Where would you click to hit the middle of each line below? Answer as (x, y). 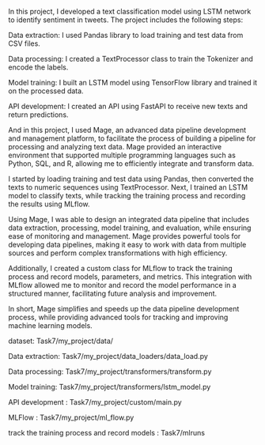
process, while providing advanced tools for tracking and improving (118, 317)
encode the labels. (38, 67)
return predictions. (38, 115)
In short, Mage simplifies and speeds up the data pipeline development (124, 309)
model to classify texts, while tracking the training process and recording (127, 196)
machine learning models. (50, 326)
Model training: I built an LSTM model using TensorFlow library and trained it (133, 83)
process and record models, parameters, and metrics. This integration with (130, 277)
